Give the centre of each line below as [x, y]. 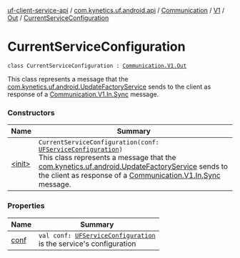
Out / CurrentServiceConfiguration [58, 18]
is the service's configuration [87, 244]
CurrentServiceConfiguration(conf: [99, 143]
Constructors [31, 112]
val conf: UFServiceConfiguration [97, 235]
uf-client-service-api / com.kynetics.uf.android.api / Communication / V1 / [116, 10]
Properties [26, 206]
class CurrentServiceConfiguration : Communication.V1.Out [97, 66]
